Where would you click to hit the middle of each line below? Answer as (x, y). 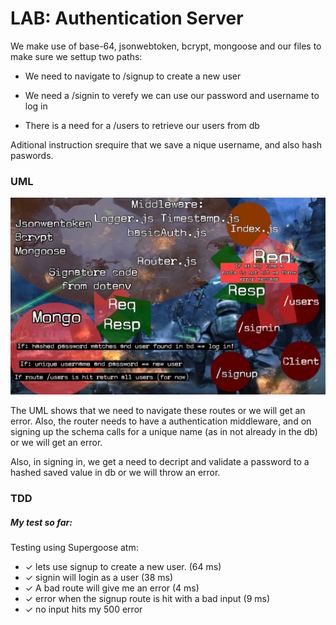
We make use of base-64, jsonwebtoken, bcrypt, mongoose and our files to (166, 46)
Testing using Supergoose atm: (74, 548)
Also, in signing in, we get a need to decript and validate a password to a (160, 462)
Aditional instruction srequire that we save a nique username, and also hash (166, 144)
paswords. (32, 155)
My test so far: (41, 522)
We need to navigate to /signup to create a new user (133, 76)
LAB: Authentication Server (127, 18)
